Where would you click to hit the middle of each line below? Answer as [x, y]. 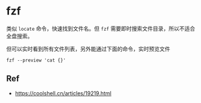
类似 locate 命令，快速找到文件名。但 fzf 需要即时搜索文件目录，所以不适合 [101, 28]
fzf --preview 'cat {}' [36, 60]
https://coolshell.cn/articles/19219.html [63, 93]
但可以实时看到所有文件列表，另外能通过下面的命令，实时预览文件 [88, 49]
